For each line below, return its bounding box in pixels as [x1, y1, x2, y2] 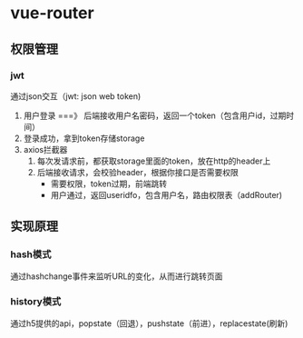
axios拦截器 [23, 144, 68, 154]
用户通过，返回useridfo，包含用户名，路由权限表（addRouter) [50, 189, 283, 200]
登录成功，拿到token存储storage [23, 133, 145, 144]
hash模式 [10, 248, 52, 261]
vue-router [10, 3, 94, 24]
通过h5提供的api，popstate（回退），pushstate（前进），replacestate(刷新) [10, 317, 288, 329]
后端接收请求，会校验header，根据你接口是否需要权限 [36, 166, 239, 177]
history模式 [10, 295, 62, 308]
